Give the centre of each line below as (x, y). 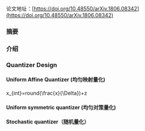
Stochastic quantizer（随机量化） (48, 122)
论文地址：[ (20, 9)
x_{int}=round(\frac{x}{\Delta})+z (47, 93)
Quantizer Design (32, 65)
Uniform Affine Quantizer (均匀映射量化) (56, 80)
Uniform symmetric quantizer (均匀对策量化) (61, 107)
